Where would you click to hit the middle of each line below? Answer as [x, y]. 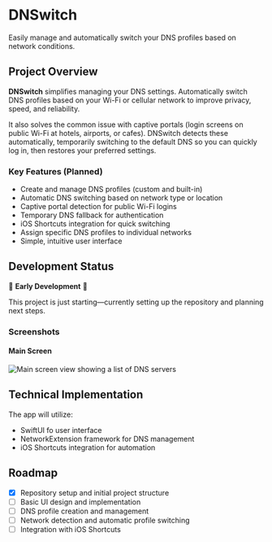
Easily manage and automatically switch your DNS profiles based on [123, 37]
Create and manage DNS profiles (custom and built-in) [111, 190]
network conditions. [42, 46]
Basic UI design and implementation [80, 501]
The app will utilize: [41, 414]
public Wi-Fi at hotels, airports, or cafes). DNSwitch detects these [119, 133]
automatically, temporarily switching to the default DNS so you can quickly [133, 142]
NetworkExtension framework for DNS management [107, 439]
